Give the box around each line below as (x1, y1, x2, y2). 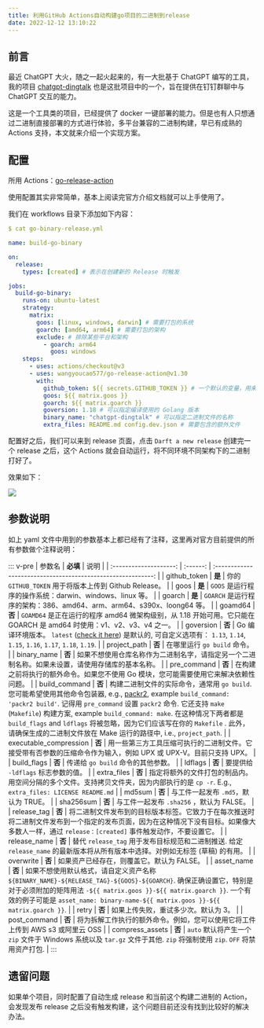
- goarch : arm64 (42, 340, 97, 348)
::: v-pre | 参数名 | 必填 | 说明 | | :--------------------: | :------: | (8, 561, 211, 571)
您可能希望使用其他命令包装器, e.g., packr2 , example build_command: (8, 688, 230, 698)
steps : (22, 355, 44, 363)
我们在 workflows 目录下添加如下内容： (8, 209, 136, 218)
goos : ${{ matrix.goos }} (42, 391, 128, 399)
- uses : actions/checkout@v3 (28, 362, 125, 370)
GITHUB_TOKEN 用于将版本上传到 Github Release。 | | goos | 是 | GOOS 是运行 (8, 581, 247, 590)
